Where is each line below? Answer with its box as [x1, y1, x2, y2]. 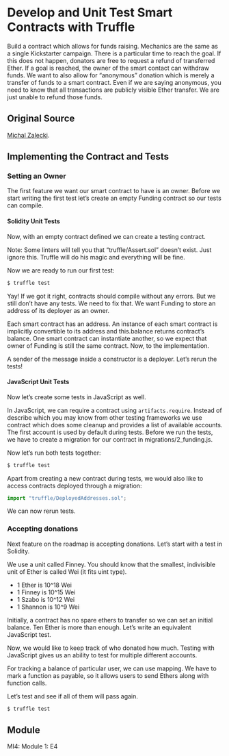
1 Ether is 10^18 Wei [16, 581, 72, 589]
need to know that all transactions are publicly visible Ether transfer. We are [7, 86, 220, 94]
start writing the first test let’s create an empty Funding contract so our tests [7, 194, 222, 203]
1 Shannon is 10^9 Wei [16, 603, 80, 611]
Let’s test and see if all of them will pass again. [7, 692, 139, 700]
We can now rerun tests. [7, 507, 77, 515]
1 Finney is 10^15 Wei [16, 588, 76, 596]
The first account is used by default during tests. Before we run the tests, [7, 428, 213, 436]
